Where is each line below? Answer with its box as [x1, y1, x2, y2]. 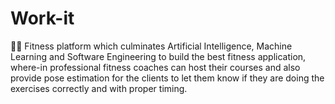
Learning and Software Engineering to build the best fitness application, [10, 50, 307, 62]
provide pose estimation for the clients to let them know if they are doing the [10, 72, 325, 84]
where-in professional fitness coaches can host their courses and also [10, 61, 301, 73]
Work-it [10, 7, 75, 30]
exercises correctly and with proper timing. [10, 82, 188, 94]
